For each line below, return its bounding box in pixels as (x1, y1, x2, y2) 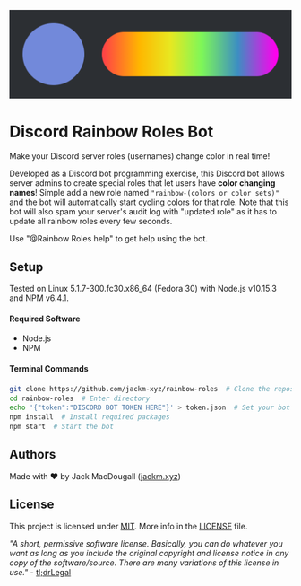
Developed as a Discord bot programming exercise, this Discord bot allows (9, 168, 285, 179)
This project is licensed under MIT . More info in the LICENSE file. (9, 520, 248, 531)
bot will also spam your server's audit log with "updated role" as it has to (9, 206, 278, 217)
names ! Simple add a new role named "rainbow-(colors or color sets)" (9, 188, 279, 198)
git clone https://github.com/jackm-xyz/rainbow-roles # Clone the (9, 384, 271, 393)
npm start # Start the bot (9, 423, 115, 432)
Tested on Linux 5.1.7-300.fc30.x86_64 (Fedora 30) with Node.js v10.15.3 (9, 284, 278, 294)
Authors (9, 447, 56, 462)
